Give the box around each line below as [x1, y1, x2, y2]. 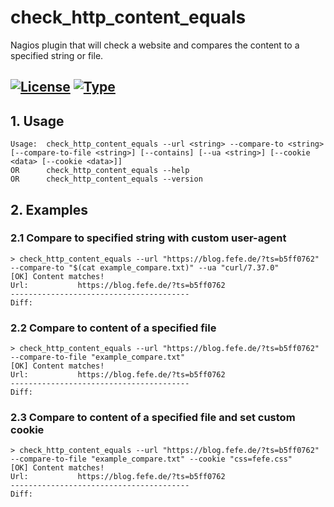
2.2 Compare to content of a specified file [10, 321, 217, 335]
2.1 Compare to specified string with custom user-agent [10, 231, 287, 245]
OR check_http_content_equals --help [10, 166, 190, 176]
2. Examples [10, 201, 89, 218]
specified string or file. [10, 49, 104, 61]
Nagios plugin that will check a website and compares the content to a [10, 39, 300, 51]
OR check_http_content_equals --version [10, 174, 203, 185]
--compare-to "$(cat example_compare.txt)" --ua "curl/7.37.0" [10, 262, 280, 273]
